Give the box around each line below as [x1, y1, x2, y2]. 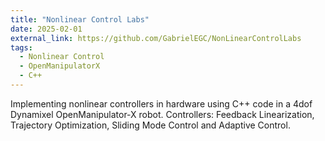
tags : [10, 42, 33, 53]
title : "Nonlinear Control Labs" [10, 14, 150, 25]
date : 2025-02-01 [10, 24, 83, 34]
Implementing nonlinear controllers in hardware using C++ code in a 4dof [10, 97, 313, 110]
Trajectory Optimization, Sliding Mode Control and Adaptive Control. [10, 119, 291, 131]
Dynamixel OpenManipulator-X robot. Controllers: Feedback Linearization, [10, 108, 315, 120]
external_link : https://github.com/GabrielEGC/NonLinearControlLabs [10, 33, 302, 43]
